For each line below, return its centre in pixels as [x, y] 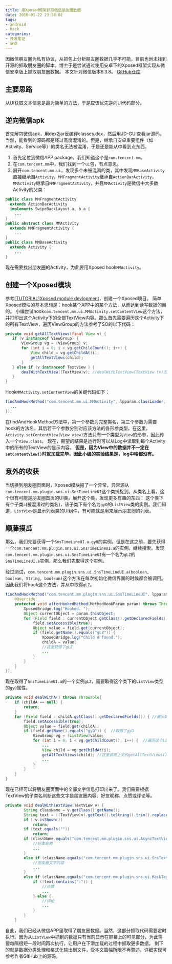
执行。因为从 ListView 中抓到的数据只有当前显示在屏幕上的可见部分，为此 [82, 937]
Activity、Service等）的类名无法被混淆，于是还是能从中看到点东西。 [77, 146]
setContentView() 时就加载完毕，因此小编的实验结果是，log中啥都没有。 [81, 454]
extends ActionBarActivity [39, 204]
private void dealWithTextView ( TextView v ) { [55, 805]
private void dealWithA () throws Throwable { [53, 698]
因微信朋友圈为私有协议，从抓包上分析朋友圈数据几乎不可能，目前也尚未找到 [86, 59]
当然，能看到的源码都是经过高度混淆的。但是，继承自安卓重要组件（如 [79, 140]
